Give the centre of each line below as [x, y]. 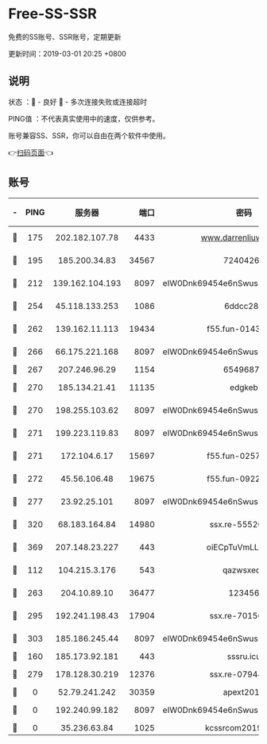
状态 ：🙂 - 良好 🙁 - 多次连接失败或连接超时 [77, 102]
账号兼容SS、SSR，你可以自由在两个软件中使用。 [89, 135]
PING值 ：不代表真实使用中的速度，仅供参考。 [84, 118]
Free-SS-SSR [52, 14]
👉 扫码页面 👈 [31, 152]
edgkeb [244, 387]
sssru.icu [244, 656]
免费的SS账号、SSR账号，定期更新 [65, 37]
